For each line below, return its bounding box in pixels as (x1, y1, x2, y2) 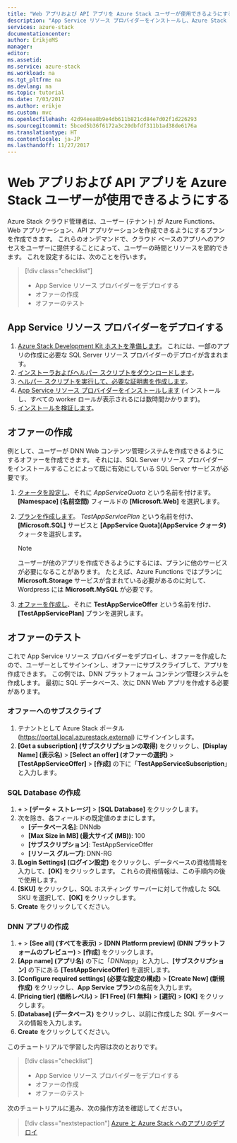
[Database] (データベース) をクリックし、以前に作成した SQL (17, 1010, 196, 1018)
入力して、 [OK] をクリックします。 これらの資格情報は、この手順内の (17, 867, 220, 875)
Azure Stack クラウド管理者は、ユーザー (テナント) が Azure (7, 217, 183, 226)
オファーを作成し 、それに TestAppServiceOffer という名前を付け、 (17, 599, 215, 609)
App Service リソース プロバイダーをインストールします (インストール (17, 386, 221, 394)
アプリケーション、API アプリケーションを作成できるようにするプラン (22, 226, 225, 234)
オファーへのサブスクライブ (7, 706, 102, 716)
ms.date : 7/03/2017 (7, 96, 65, 103)
